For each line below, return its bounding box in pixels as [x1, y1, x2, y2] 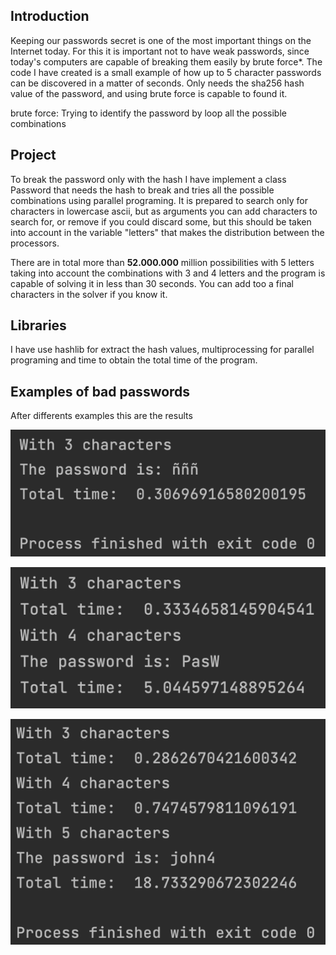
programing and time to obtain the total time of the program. [10, 354, 258, 366]
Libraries [10, 317, 67, 334]
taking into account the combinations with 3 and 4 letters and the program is [10, 267, 326, 279]
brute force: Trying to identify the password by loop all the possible [10, 107, 287, 119]
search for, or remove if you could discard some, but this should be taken [10, 215, 312, 228]
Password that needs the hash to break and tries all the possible [10, 184, 275, 196]
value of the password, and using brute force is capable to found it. [10, 87, 288, 99]
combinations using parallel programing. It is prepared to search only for [10, 194, 308, 206]
